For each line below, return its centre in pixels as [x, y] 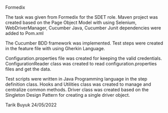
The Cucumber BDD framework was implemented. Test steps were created [84, 43]
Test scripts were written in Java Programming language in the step [76, 79]
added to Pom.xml [25, 33]
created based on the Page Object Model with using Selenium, [71, 23]
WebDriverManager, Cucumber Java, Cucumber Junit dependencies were [83, 28]
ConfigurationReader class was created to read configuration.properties [81, 64]
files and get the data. [28, 69]
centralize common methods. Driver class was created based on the [77, 90]
